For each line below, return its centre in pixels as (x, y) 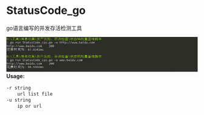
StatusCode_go (46, 11)
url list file (35, 94)
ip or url (30, 107)
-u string (19, 100)
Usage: (16, 76)
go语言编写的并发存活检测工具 (44, 28)
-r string (19, 88)
